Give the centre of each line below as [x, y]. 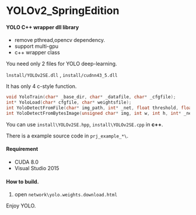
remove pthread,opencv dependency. [60, 40]
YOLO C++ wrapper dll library [43, 27]
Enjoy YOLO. [21, 206]
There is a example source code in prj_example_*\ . [67, 136]
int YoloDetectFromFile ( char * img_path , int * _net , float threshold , [92, 108]
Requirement [22, 149]
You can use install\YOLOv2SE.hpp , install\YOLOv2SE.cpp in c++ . [85, 124]
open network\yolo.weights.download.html [66, 195]
